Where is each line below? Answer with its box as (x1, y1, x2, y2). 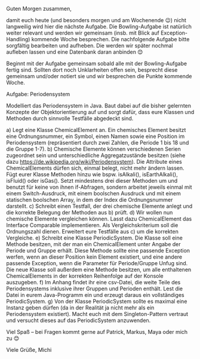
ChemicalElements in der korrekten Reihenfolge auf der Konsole (6, 272, 164, 280)
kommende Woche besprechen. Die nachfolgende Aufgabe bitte (31, 36, 190, 42)
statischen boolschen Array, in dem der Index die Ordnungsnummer (6, 197, 173, 203)
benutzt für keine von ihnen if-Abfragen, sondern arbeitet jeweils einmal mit (6, 183, 192, 191)
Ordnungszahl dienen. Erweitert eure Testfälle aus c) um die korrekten (6, 228, 179, 235)
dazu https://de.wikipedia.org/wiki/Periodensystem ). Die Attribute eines (6, 158, 182, 165)
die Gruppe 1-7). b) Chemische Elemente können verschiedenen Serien (6, 146, 181, 152)
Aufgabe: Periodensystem (6, 91, 70, 97)
